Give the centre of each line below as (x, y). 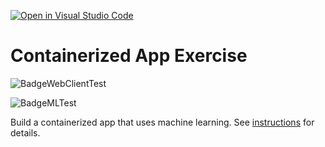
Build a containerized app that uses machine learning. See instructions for (162, 122)
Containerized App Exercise (129, 56)
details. (25, 132)
